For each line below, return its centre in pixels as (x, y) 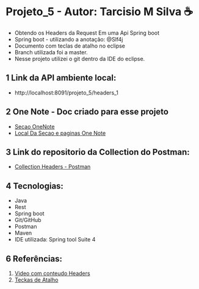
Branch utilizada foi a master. (51, 52)
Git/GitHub (28, 220)
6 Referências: (34, 259)
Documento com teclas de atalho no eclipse (70, 46)
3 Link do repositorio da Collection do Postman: (98, 152)
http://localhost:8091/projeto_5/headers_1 (66, 93)
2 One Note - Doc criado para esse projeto (87, 112)
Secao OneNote (34, 126)
